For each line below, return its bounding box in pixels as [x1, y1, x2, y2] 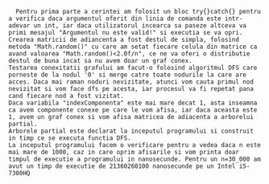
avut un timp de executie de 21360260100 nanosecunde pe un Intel [8, 162, 236, 170]
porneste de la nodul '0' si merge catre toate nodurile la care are [8, 71, 247, 79]
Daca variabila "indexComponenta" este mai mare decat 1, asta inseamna [8, 99, 258, 107]
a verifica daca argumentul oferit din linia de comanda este [8, 14, 221, 22]
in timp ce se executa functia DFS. [8, 134, 131, 142]
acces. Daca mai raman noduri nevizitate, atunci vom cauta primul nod [8, 78, 254, 86]
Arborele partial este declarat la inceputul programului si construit [8, 127, 254, 135]
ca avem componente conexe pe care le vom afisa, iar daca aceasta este [8, 106, 258, 114]
